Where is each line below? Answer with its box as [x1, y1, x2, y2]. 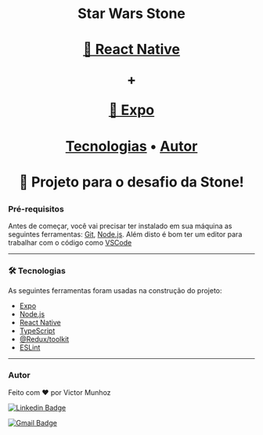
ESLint [19, 343, 41, 353]
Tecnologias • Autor [65, 137, 198, 155]
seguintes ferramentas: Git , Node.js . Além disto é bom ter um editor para [8, 230, 243, 239]
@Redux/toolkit [19, 335, 70, 344]
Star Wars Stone [77, 5, 186, 23]
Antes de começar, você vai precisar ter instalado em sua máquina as [8, 221, 232, 231]
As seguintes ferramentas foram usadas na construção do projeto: [8, 286, 222, 295]
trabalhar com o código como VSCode [8, 238, 132, 248]
